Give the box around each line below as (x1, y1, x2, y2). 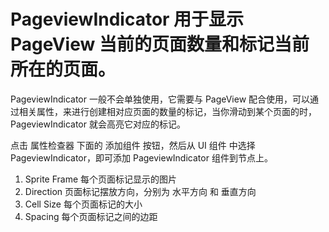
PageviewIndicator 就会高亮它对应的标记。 (10, 118, 186, 130)
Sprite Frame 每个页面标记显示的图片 (24, 173, 178, 185)
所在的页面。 (10, 58, 117, 81)
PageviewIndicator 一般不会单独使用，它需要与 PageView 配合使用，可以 (10, 93, 311, 105)
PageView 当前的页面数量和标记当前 (10, 33, 310, 56)
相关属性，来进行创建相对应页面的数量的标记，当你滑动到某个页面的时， (18, 105, 317, 117)
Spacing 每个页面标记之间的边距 (24, 210, 158, 222)
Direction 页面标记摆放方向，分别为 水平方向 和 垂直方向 (24, 185, 257, 197)
